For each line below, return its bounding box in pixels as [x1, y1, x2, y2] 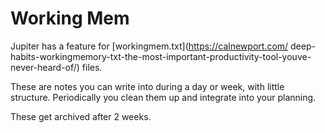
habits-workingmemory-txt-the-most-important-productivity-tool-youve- [10, 50, 312, 62]
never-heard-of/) [10, 61, 80, 73]
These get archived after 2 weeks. [10, 110, 152, 122]
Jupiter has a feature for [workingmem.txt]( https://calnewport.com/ [10, 40, 289, 52]
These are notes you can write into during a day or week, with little [10, 80, 285, 92]
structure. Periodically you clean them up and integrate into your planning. [10, 91, 317, 103]
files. [81, 61, 103, 73]
